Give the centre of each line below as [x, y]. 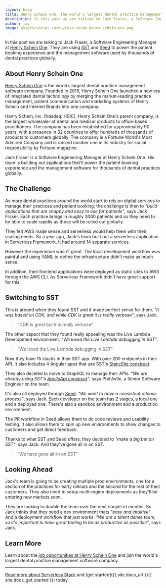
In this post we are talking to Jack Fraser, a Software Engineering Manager [81, 42]
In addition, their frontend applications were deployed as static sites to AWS [82, 271]
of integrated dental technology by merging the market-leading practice [78, 96]
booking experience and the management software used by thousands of [80, 53]
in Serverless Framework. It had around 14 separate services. [67, 242]
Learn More [23, 543]
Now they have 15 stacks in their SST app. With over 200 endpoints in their [81, 358]
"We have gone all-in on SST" [47, 454]
